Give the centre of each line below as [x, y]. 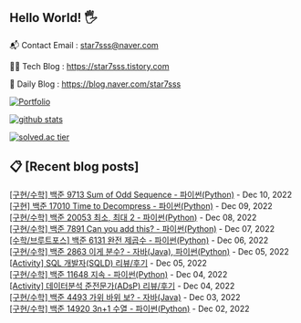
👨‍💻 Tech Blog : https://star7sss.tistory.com [89, 66]
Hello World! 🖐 [53, 18]
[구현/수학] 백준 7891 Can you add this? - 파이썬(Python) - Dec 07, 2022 [142, 228]
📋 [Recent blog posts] [74, 167]
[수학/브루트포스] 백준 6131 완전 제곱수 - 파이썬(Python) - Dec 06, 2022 [139, 240]
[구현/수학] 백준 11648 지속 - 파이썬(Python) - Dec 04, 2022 [119, 274]
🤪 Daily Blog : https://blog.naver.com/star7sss [95, 84]
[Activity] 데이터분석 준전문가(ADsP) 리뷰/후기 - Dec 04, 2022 [122, 286]
